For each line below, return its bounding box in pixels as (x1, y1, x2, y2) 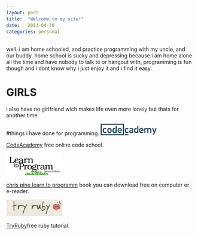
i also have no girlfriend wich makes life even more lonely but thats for (6, 105, 179, 113)
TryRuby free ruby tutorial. (6, 222, 70, 230)
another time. (6, 112, 39, 119)
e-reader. (6, 188, 29, 195)
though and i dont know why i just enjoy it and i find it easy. (6, 65, 153, 72)
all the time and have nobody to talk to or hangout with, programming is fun (6, 59, 192, 66)
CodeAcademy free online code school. (6, 141, 104, 149)
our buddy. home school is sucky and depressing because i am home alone (6, 52, 193, 59)
